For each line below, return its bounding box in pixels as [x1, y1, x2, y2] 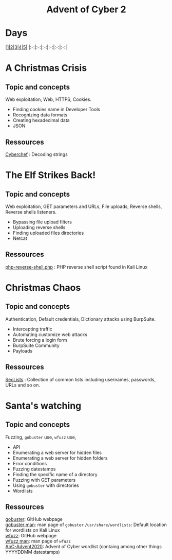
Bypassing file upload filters [12, 219, 72, 225]
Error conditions [12, 460, 47, 466]
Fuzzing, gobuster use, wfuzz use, [5, 434, 77, 440]
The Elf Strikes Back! [5, 169, 96, 181]
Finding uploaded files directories [12, 230, 84, 236]
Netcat [12, 235, 27, 241]
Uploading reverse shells [12, 224, 66, 230]
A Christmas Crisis [5, 62, 87, 74]
